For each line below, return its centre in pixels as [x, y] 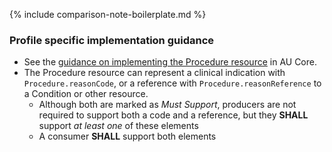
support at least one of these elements [118, 126]
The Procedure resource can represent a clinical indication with [154, 73]
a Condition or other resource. [86, 94]
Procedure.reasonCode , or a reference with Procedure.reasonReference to [172, 83]
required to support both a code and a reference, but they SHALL [173, 115]
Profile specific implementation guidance [112, 40]
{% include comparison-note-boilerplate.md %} [108, 14]
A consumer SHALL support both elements [127, 136]
